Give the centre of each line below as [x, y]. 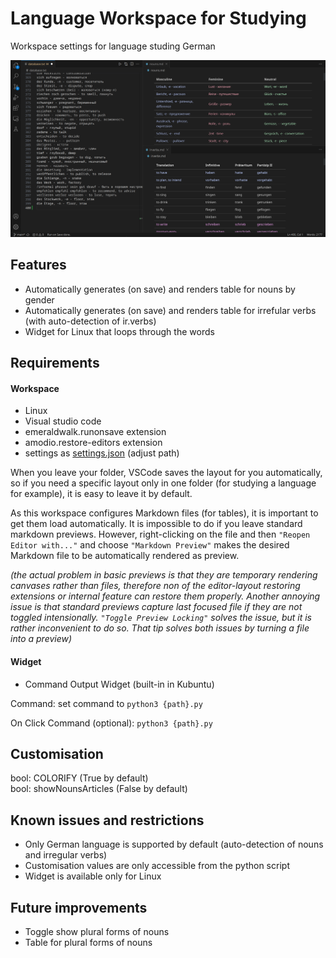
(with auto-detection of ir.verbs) [90, 321]
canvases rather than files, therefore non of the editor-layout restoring [155, 586]
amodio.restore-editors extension [93, 443]
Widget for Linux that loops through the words [119, 331]
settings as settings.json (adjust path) [102, 453]
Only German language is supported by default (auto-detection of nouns [174, 844]
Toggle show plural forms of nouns [97, 931]
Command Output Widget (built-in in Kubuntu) [119, 684]
